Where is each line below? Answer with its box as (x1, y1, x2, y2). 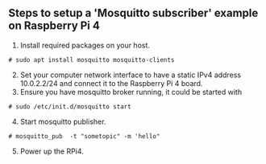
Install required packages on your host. (19, 40, 151, 50)
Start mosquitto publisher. (19, 117, 106, 126)
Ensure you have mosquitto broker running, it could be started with (19, 87, 243, 96)
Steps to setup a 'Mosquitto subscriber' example (8, 6, 259, 20)
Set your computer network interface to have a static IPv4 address (19, 70, 242, 80)
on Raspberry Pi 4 (8, 19, 101, 33)
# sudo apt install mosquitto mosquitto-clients (8, 55, 175, 64)
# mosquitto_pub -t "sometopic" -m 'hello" (8, 132, 160, 140)
